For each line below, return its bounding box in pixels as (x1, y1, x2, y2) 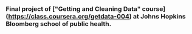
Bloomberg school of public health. (5, 20, 112, 28)
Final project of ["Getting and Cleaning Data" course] (5, 5, 166, 13)
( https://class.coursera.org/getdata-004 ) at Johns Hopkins (5, 12, 186, 20)
